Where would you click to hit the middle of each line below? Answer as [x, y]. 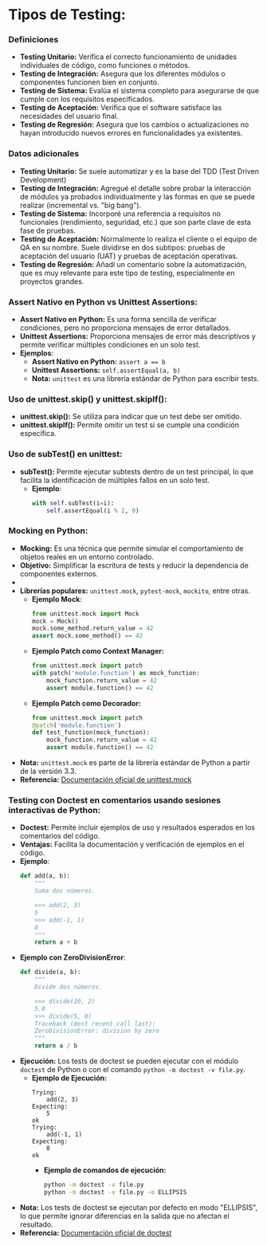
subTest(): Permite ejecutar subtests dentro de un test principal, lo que [136, 471]
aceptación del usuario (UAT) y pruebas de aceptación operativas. [129, 256]
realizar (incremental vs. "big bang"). [80, 205]
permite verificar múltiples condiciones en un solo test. [110, 345]
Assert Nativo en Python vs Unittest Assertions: [103, 302]
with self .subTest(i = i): [73, 503]
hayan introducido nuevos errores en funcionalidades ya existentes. [131, 133]
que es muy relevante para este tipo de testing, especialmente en [127, 273]
